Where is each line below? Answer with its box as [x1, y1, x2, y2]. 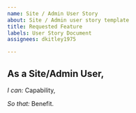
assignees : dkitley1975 [7, 36, 77, 43]
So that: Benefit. [7, 99, 54, 107]
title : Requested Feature [7, 23, 82, 30]
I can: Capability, [7, 86, 56, 94]
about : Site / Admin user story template [7, 17, 130, 24]
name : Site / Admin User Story [7, 10, 98, 17]
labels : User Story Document [7, 29, 92, 37]
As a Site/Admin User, [7, 67, 105, 80]
